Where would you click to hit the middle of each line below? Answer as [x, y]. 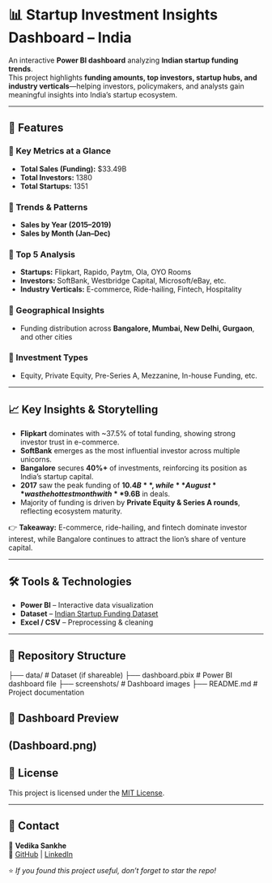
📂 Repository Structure [67, 655]
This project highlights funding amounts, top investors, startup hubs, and [133, 77]
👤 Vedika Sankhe [38, 846]
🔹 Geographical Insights [57, 310]
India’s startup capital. [57, 476]
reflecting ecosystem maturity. [71, 511]
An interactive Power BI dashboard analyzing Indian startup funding [123, 60]
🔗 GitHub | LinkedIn [41, 854]
